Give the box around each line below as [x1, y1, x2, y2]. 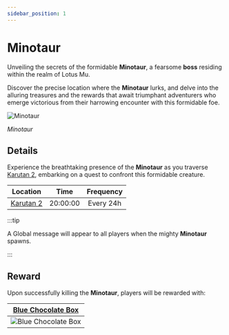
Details [7, 144, 38, 156]
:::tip [7, 216, 20, 224]
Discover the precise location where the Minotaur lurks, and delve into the [7, 84, 219, 92]
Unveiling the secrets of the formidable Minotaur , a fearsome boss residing [7, 63, 222, 71]
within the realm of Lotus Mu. [7, 70, 91, 78]
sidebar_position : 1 [7, 10, 67, 17]
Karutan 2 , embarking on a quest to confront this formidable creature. [7, 171, 206, 179]
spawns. [7, 237, 32, 245]
